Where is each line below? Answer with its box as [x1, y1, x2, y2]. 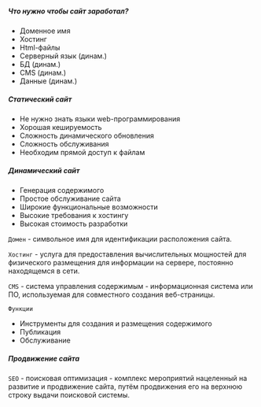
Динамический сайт [8, 165, 80, 175]
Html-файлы [19, 43, 61, 52]
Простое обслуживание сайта [19, 194, 122, 203]
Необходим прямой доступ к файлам [19, 147, 145, 157]
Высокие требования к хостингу [19, 210, 129, 220]
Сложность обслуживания [19, 139, 109, 149]
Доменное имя [19, 26, 71, 35]
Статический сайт [8, 94, 72, 104]
